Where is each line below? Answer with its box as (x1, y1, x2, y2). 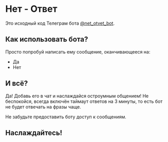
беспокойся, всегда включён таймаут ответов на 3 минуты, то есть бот (5, 98, 163, 104)
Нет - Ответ (5, 3, 58, 15)
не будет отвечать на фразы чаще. (5, 103, 81, 110)
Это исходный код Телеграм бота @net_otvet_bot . (5, 20, 115, 26)
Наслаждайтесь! (5, 128, 63, 137)
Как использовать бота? (5, 35, 88, 44)
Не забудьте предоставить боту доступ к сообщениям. (5, 114, 127, 120)
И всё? (5, 79, 28, 88)
